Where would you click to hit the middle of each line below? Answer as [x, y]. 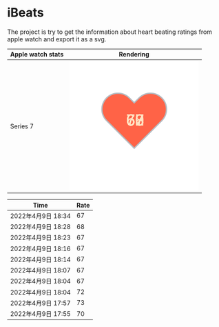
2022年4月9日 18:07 [40, 270]
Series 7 [22, 126]
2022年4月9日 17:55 [40, 314]
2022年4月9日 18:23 [40, 238]
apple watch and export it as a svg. [57, 39]
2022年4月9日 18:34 [40, 216]
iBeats [26, 13]
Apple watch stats [37, 54]
